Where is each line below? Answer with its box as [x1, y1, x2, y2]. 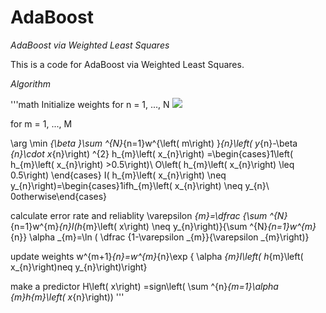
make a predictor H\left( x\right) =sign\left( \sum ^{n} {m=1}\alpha [10, 280, 279, 292]
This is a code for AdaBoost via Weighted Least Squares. [10, 58, 245, 70]
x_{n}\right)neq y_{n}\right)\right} [10, 261, 148, 273]
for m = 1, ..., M [10, 117, 73, 130]
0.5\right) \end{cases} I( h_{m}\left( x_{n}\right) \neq [10, 169, 227, 181]
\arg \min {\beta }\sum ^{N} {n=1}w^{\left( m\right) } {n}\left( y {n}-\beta [10, 137, 298, 149]
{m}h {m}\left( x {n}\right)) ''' [10, 291, 125, 303]
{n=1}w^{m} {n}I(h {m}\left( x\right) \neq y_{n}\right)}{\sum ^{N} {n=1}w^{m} [10, 220, 317, 232]
